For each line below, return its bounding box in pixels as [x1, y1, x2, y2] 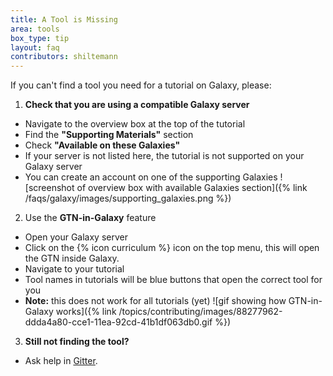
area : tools [10, 24, 60, 34]
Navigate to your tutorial [24, 263, 125, 275]
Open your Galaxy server [24, 231, 128, 243]
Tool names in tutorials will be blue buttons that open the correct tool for [24, 274, 323, 286]
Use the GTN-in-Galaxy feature [24, 212, 157, 224]
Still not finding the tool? [24, 336, 130, 348]
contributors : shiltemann [10, 52, 118, 62]
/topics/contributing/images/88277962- [118, 306, 283, 318]
